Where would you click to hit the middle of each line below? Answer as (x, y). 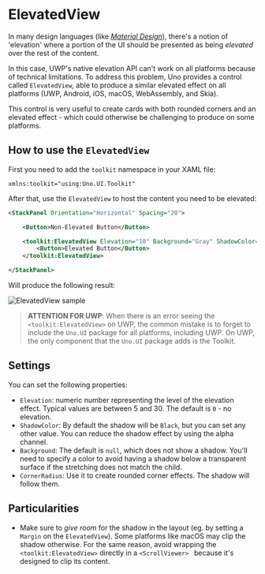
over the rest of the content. (54, 53)
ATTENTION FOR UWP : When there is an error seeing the (121, 316)
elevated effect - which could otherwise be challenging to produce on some (131, 117)
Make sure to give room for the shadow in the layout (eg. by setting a (131, 527)
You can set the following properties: (68, 385)
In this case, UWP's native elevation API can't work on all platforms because (132, 68)
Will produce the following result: (62, 285)
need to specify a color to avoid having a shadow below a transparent (133, 458)
